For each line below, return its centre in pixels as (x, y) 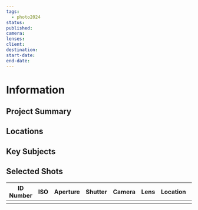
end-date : (18, 61)
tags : (13, 11)
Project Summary (39, 111)
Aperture (67, 192)
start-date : (21, 55)
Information (35, 90)
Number (21, 195)
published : (19, 28)
